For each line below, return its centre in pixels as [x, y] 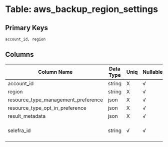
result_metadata [27, 116]
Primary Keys [27, 28]
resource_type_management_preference [55, 100]
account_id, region [25, 39]
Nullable [152, 72]
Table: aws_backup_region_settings [82, 9]
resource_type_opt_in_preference [47, 108]
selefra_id [19, 130]
